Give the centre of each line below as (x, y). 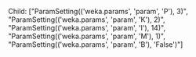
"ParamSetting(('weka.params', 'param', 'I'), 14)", (87, 28)
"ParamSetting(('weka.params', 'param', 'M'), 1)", (87, 36)
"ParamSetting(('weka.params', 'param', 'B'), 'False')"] (96, 45)
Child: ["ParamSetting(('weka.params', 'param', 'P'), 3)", (98, 11)
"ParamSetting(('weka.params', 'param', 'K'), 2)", (87, 20)
